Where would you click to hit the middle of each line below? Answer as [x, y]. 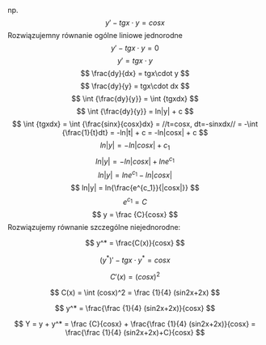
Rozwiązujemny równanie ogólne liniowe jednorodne [95, 35]
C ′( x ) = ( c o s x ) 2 [135, 276]
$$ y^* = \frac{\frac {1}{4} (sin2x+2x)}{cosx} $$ [135, 309]
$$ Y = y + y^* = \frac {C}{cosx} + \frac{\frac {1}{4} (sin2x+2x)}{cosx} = [135, 324]
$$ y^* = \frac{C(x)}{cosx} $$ [135, 243]
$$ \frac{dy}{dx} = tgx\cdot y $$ [135, 73]
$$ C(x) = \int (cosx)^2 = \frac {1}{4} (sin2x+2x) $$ [135, 292]
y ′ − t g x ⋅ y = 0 [135, 48]
